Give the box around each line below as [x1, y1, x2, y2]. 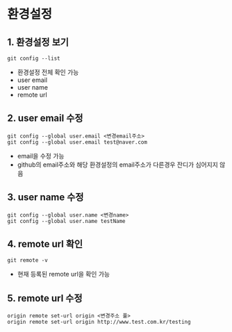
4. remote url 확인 [7, 238, 83, 250]
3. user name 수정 [7, 192, 84, 204]
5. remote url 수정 [7, 292, 83, 304]
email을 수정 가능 [17, 151, 65, 160]
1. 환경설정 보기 [7, 36, 69, 48]
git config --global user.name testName [7, 217, 126, 224]
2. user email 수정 [7, 113, 83, 124]
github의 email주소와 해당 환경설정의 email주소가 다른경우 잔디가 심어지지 [17, 160, 219, 169]
